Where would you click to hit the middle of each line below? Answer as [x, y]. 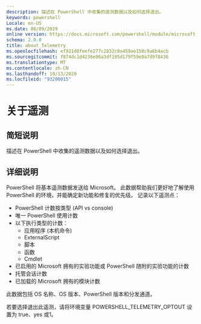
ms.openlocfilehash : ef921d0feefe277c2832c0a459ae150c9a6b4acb [88, 51]
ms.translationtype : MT [36, 62]
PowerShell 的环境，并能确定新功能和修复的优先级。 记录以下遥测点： [93, 195]
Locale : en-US [24, 23]
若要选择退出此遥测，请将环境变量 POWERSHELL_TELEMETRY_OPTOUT [96, 306]
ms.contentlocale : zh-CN [37, 68]
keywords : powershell [33, 18]
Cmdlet [33, 259]
